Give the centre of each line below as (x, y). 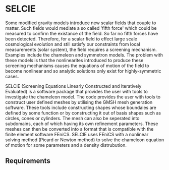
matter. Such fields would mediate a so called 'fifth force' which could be (81, 28)
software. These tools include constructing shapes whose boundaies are (81, 107)
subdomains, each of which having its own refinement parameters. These (82, 124)
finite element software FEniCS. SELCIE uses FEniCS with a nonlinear (77, 134)
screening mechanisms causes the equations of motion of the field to (77, 66)
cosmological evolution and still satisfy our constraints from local (73, 44)
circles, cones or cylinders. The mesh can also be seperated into (72, 118)
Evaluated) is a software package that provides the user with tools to (76, 91)
